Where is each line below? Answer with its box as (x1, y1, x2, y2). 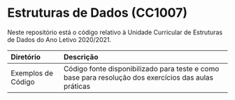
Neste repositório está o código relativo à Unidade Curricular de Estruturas (7, 28, 223, 36)
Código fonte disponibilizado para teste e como (63, 64, 220, 73)
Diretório (10, 52, 41, 62)
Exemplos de (10, 68, 54, 78)
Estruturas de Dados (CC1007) (7, 5, 187, 21)
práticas (63, 81, 91, 91)
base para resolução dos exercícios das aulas (63, 72, 213, 82)
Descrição (63, 52, 99, 62)
